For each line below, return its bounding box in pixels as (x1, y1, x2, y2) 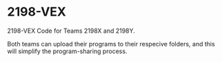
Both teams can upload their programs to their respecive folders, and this (7, 40, 215, 48)
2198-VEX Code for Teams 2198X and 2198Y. (7, 27, 136, 35)
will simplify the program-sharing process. (7, 47, 128, 55)
